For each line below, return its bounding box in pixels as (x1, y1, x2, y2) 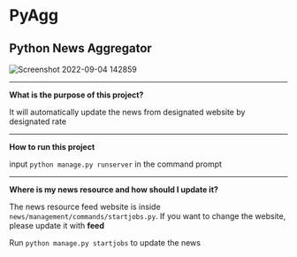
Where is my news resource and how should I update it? (9, 184, 219, 195)
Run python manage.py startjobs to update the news (9, 238, 202, 248)
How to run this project (9, 142, 95, 152)
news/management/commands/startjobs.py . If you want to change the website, (9, 211, 286, 222)
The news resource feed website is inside (9, 201, 161, 212)
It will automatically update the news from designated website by (9, 107, 246, 117)
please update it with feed (9, 221, 104, 230)
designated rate (9, 116, 67, 127)
